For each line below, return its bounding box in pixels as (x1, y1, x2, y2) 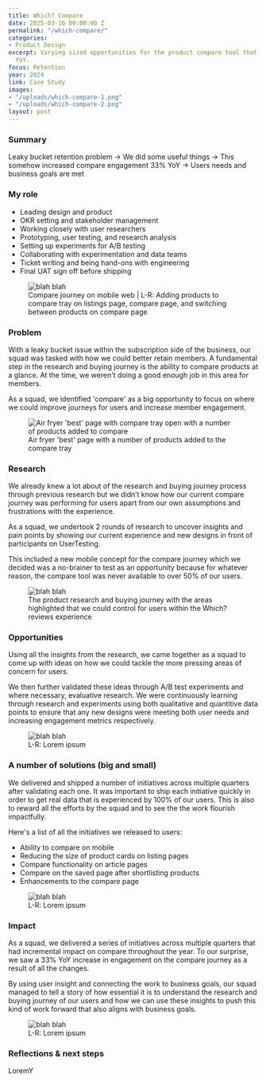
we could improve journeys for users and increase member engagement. (8, 403, 247, 412)
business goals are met (8, 169, 85, 179)
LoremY (8, 1066, 34, 1076)
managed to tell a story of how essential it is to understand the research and (8, 987, 258, 997)
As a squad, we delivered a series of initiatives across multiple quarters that (8, 938, 256, 948)
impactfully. (8, 811, 47, 821)
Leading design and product (19, 207, 113, 216)
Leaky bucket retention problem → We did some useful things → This (8, 152, 234, 162)
